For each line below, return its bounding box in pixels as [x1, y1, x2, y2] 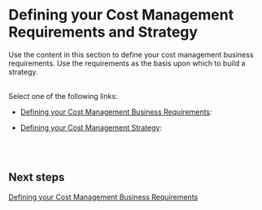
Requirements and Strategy [8, 23, 198, 41]
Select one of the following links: [8, 91, 118, 101]
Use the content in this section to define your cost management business [8, 49, 254, 59]
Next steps [8, 170, 65, 184]
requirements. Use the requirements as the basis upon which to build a [8, 58, 246, 68]
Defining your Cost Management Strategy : [20, 122, 163, 132]
